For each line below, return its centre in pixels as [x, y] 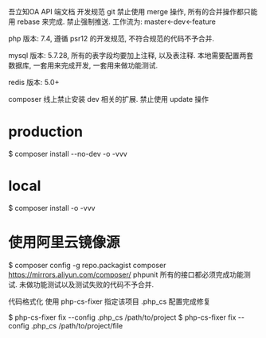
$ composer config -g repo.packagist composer [87, 265]
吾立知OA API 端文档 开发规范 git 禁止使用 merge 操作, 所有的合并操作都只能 [133, 12]
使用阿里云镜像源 [65, 243]
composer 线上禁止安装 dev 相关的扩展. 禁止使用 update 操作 [109, 99]
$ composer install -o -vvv [52, 208]
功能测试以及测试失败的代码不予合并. [94, 284]
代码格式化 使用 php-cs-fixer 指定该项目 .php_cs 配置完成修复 [110, 301]
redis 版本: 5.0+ [34, 82]
